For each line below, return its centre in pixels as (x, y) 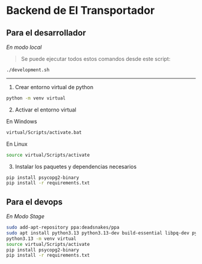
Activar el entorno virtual (46, 110)
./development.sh (28, 70)
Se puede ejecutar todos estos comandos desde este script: (96, 59)
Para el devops (35, 202)
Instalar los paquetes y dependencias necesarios (76, 166)
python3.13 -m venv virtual (41, 239)
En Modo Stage (26, 216)
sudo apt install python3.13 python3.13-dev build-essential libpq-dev (98, 233)
